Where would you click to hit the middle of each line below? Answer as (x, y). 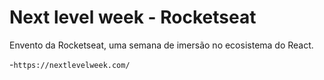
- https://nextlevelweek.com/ (70, 64)
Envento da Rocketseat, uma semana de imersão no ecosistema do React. (161, 45)
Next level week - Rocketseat (133, 17)
